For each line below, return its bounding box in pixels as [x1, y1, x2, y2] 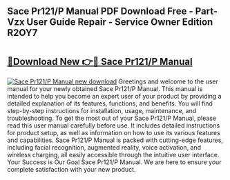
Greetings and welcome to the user [118, 77, 219, 86]
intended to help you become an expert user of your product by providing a [7, 92, 222, 100]
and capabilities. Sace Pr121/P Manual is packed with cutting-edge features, [7, 136, 223, 144]
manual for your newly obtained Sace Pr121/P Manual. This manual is [7, 85, 203, 92]
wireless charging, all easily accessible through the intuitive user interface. [7, 151, 220, 159]
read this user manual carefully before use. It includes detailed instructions [7, 121, 220, 130]
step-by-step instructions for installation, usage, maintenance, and [7, 107, 197, 114]
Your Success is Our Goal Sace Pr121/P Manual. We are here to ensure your [7, 158, 222, 166]
